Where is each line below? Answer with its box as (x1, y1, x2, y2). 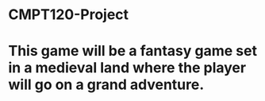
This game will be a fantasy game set (8, 42, 258, 60)
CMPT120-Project (8, 6, 129, 24)
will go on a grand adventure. (8, 76, 205, 94)
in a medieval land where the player (8, 59, 247, 77)
